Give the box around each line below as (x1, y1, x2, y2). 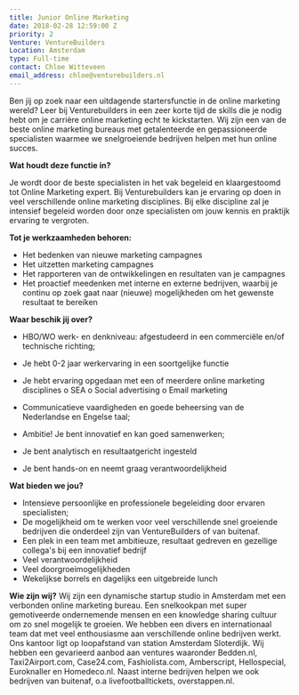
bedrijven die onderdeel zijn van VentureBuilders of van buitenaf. (21, 526, 261, 537)
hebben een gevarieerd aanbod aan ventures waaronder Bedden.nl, (9, 647, 258, 658)
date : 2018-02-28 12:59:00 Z (9, 21, 117, 30)
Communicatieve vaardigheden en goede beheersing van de (21, 401, 245, 412)
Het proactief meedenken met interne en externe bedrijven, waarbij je (21, 278, 279, 288)
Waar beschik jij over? (9, 313, 93, 325)
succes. (9, 142, 38, 153)
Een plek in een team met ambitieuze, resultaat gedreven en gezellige (21, 535, 278, 545)
